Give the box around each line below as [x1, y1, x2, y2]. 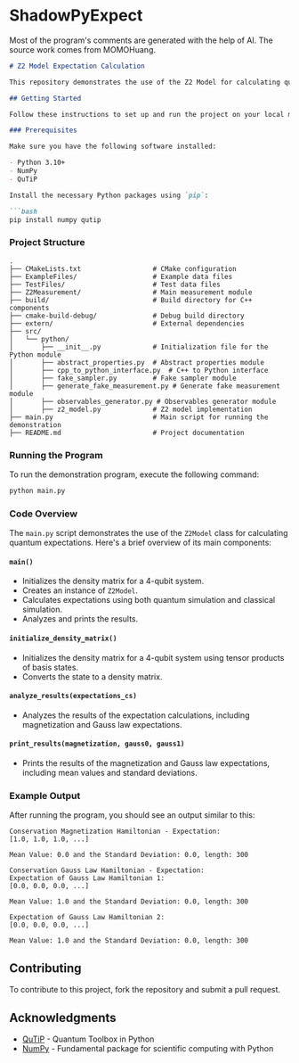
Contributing [9, 960, 82, 976]
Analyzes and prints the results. [21, 614, 139, 624]
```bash [9, 207, 38, 216]
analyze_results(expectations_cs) [9, 692, 138, 701]
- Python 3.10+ [9, 158, 66, 168]
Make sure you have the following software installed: [9, 142, 217, 152]
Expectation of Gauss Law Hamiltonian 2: [9, 913, 166, 922]
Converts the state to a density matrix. [21, 671, 163, 682]
